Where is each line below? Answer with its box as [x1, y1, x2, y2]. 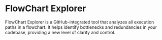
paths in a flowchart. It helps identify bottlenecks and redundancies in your [5, 24, 157, 30]
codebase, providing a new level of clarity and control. [5, 29, 116, 35]
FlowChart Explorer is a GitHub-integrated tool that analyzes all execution [5, 19, 154, 25]
